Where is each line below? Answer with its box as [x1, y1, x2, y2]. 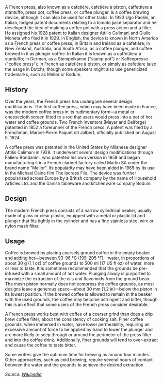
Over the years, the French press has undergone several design [5, 98, 132, 104]
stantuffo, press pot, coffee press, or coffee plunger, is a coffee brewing [5, 9, 149, 15]
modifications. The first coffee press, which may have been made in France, [5, 103, 157, 109]
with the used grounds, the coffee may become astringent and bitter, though [5, 297, 158, 303]
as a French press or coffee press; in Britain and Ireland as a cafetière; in [5, 40, 150, 46]
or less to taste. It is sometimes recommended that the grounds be [5, 266, 138, 271]
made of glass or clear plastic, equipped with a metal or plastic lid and [5, 212, 146, 218]
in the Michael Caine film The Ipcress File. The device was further [5, 170, 137, 176]
